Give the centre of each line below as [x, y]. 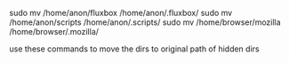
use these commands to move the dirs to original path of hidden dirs [134, 49]
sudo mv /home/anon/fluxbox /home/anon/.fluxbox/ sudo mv [121, 13]
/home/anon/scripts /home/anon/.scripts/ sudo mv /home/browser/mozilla [145, 22]
